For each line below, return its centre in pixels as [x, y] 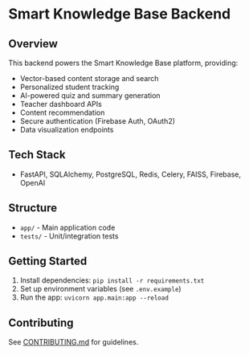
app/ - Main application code [67, 227]
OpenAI [33, 182]
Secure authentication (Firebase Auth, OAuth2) [97, 121]
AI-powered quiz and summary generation [90, 96]
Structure [33, 208]
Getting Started [48, 261]
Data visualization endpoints [67, 130]
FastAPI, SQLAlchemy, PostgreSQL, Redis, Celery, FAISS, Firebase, [131, 174]
